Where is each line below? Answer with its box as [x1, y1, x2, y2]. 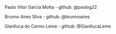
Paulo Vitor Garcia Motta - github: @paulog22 [4, 4, 97, 10]
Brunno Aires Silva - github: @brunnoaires [4, 14, 90, 19]
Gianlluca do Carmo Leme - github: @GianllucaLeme [4, 23, 111, 29]
